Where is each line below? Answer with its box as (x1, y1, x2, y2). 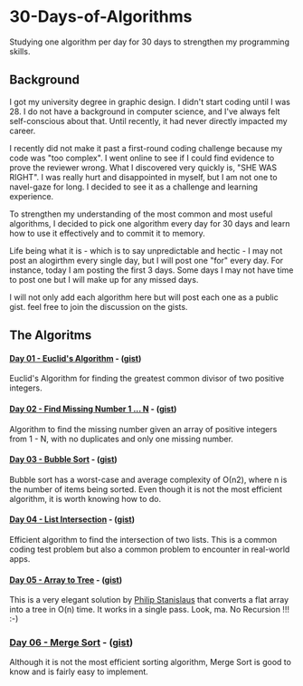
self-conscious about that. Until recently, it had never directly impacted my (9, 115, 288, 126)
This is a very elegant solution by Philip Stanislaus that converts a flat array (9, 594, 289, 605)
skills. (9, 45, 31, 56)
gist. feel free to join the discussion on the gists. (9, 301, 188, 312)
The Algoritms (9, 328, 92, 343)
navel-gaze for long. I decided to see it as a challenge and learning (9, 181, 259, 192)
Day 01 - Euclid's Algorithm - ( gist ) (9, 353, 142, 363)
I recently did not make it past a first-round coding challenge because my (9, 142, 283, 153)
